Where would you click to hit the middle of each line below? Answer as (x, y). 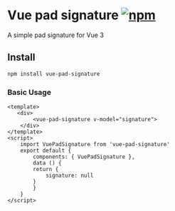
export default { (46, 150)
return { (46, 169)
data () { (47, 163)
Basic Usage (30, 92)
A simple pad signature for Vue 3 (56, 35)
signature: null (69, 175)
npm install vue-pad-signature (54, 74)
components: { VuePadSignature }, (84, 157)
